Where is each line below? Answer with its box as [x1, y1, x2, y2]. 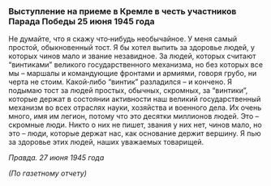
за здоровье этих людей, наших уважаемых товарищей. [8, 137, 204, 147]
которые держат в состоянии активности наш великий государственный [8, 95, 261, 104]
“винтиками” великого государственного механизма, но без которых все [8, 60, 264, 70]
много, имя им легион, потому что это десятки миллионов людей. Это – [8, 112, 260, 121]
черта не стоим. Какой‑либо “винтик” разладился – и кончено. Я [8, 77, 233, 87]
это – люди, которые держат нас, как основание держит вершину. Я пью [8, 129, 261, 138]
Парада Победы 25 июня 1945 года [8, 15, 156, 27]
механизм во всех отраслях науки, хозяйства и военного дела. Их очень [8, 103, 262, 112]
